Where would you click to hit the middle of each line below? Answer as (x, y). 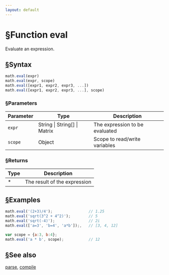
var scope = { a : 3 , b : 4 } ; (31, 235)
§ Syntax (18, 64)
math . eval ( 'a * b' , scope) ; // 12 (53, 239)
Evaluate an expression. (30, 49)
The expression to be (119, 125)
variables (105, 146)
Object (46, 143)
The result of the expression (58, 182)
